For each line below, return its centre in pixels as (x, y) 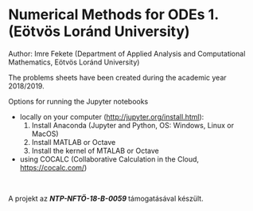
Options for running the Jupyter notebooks (78, 101)
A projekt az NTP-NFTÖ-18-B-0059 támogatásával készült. (106, 198)
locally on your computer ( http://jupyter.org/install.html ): (112, 116)
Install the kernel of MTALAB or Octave (95, 150)
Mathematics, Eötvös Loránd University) (74, 62)
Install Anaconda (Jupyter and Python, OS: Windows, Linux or (133, 125)
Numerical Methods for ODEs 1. (113, 15)
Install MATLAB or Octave (74, 142)
